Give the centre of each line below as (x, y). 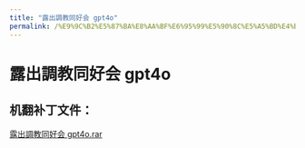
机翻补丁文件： (51, 110)
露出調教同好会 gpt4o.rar (56, 133)
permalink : (30, 26)
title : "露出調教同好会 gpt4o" (64, 18)
